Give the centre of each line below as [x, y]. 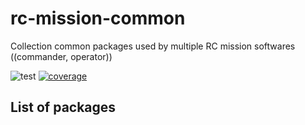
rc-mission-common [98, 18]
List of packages [63, 107]
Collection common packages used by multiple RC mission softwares [153, 46]
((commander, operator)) [61, 56]
